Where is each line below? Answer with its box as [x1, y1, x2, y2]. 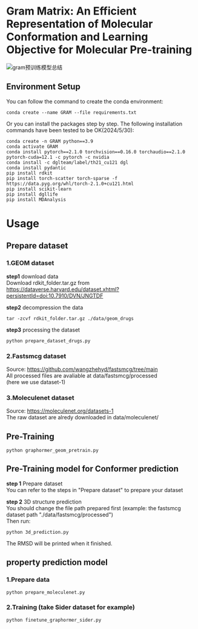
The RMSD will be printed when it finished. [6, 539, 113, 547]
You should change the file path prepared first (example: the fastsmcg [6, 504, 182, 511]
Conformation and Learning [6, 30, 148, 44]
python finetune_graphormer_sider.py [6, 617, 102, 623]
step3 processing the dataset [6, 326, 81, 333]
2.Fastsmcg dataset [6, 351, 67, 360]
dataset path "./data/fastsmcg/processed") [6, 511, 114, 518]
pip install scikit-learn [6, 186, 71, 192]
